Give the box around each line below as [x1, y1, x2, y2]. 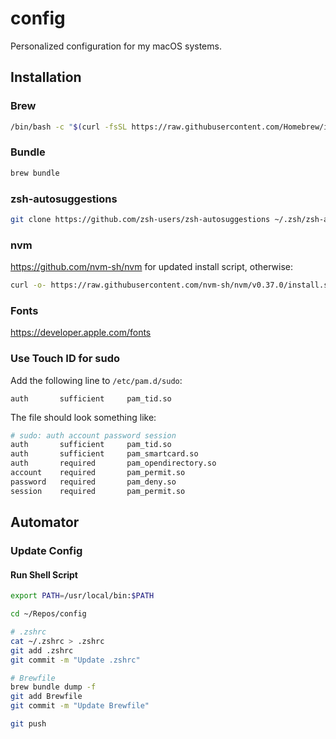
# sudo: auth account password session [10, 430, 177, 441]
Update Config [10, 544, 83, 558]
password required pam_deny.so [10, 477, 177, 487]
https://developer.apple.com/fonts [10, 327, 152, 339]
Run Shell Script [10, 568, 78, 581]
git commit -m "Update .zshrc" [10, 655, 141, 665]
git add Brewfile [10, 692, 83, 702]
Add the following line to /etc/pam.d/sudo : [10, 374, 183, 386]
